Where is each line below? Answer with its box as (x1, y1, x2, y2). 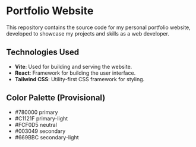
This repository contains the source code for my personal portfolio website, (6, 24, 191, 31)
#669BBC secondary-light (14, 133, 79, 140)
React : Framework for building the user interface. (14, 69, 136, 76)
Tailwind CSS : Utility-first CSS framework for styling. (14, 75, 145, 82)
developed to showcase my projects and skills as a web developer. (6, 30, 169, 37)
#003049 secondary (14, 127, 66, 135)
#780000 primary (14, 108, 58, 116)
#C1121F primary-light (14, 114, 68, 122)
